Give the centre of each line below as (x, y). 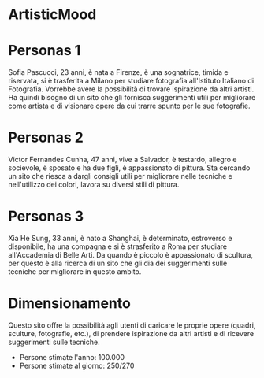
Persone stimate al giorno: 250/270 (77, 365)
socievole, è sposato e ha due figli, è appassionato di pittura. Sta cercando (129, 168)
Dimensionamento (70, 304)
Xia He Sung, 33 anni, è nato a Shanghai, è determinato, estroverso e (120, 238)
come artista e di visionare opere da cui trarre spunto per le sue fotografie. (129, 106)
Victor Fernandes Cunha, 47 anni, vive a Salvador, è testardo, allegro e (123, 160)
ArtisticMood (52, 15)
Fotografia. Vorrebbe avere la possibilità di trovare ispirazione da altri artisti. (131, 89)
